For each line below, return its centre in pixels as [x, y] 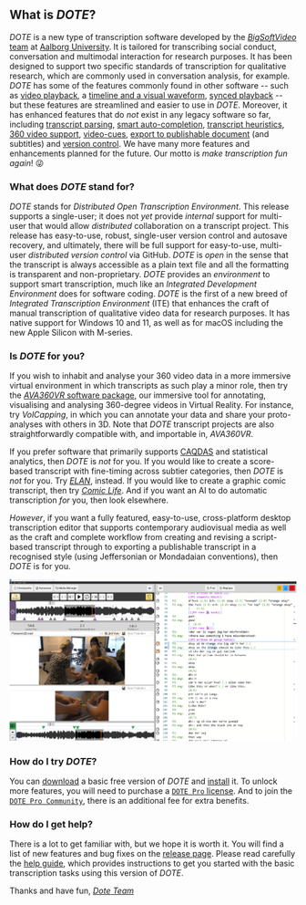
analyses [26, 424]
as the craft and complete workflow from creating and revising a [130, 537]
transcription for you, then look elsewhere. [89, 500]
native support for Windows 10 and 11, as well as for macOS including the [147, 323]
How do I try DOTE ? [53, 761]
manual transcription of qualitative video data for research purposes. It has [150, 313]
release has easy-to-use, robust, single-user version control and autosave [148, 235]
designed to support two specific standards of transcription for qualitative [148, 66]
